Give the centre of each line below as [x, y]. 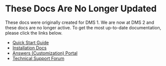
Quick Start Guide [31, 42]
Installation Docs [29, 48]
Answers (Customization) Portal [45, 53]
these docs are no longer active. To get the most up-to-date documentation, [83, 27]
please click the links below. [34, 33]
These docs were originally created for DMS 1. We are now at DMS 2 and [80, 22]
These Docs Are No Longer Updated [81, 9]
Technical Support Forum [38, 58]
